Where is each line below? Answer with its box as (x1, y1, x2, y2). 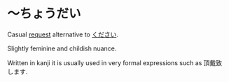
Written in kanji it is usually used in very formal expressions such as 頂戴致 (7, 58, 223, 67)
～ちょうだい (7, 6, 82, 22)
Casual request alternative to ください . (7, 30, 119, 39)
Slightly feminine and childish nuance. (7, 44, 117, 53)
